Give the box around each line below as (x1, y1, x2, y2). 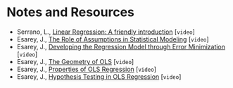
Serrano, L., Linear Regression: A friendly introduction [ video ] (16, 27, 195, 36)
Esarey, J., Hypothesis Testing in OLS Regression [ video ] (16, 72, 182, 81)
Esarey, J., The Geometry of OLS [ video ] (16, 57, 134, 65)
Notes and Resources (6, 4, 135, 20)
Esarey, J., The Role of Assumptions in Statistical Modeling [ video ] (16, 34, 209, 43)
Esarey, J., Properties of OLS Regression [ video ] (16, 65, 156, 73)
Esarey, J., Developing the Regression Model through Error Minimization (16, 42, 226, 51)
